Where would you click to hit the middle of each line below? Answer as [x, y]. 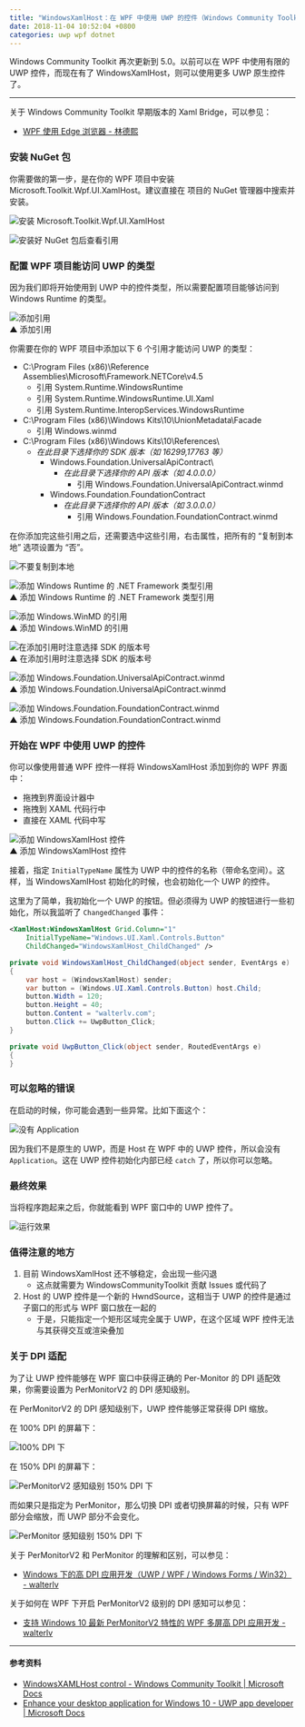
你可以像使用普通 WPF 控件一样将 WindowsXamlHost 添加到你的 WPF [139, 767]
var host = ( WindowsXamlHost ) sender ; [99, 980]
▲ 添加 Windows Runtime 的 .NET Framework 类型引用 [112, 597]
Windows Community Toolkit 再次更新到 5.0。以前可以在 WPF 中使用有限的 [150, 62]
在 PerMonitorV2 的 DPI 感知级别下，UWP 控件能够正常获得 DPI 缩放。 [141, 1408]
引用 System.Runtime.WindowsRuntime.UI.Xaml [125, 398]
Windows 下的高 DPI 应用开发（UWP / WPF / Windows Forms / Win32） [157, 1574]
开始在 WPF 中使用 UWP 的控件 [78, 745]
